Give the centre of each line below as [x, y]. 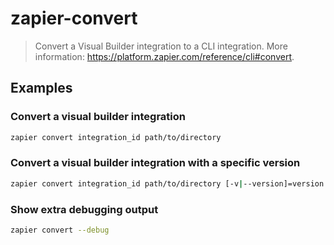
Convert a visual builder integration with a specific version [155, 163]
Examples [41, 88]
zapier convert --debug [60, 230]
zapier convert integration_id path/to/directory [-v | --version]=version [167, 183]
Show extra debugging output [84, 209]
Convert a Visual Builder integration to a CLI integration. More [161, 46]
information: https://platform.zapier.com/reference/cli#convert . [164, 56]
